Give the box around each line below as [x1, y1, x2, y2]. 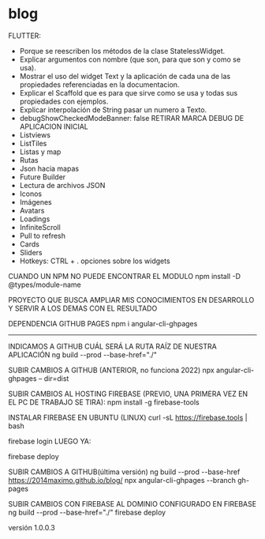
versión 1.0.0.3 [8, 522, 55, 532]
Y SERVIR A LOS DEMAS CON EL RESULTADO [8, 303, 158, 313]
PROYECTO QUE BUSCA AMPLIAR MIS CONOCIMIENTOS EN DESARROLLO [8, 295, 255, 304]
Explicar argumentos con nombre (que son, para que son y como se [19, 55, 241, 64]
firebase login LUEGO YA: [8, 436, 91, 446]
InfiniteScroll [19, 222, 61, 232]
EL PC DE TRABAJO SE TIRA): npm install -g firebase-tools [8, 397, 200, 407]
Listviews [19, 130, 51, 139]
